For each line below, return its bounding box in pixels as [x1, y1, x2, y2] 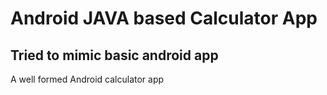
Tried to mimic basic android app [10, 47, 219, 64]
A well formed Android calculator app [10, 73, 165, 85]
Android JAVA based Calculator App [10, 7, 318, 30]
